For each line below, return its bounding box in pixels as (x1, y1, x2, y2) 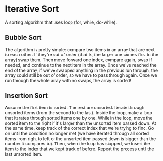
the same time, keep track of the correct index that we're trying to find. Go (5, 125, 154, 131)
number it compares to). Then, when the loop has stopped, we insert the (5, 141, 150, 146)
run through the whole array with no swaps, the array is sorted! (5, 77, 131, 83)
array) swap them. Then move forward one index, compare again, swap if (5, 57, 152, 63)
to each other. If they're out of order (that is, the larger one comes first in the (5, 52, 159, 57)
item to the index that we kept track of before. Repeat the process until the (5, 146, 154, 152)
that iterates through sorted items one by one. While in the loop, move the (5, 115, 153, 121)
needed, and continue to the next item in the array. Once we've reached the (5, 62, 157, 68)
